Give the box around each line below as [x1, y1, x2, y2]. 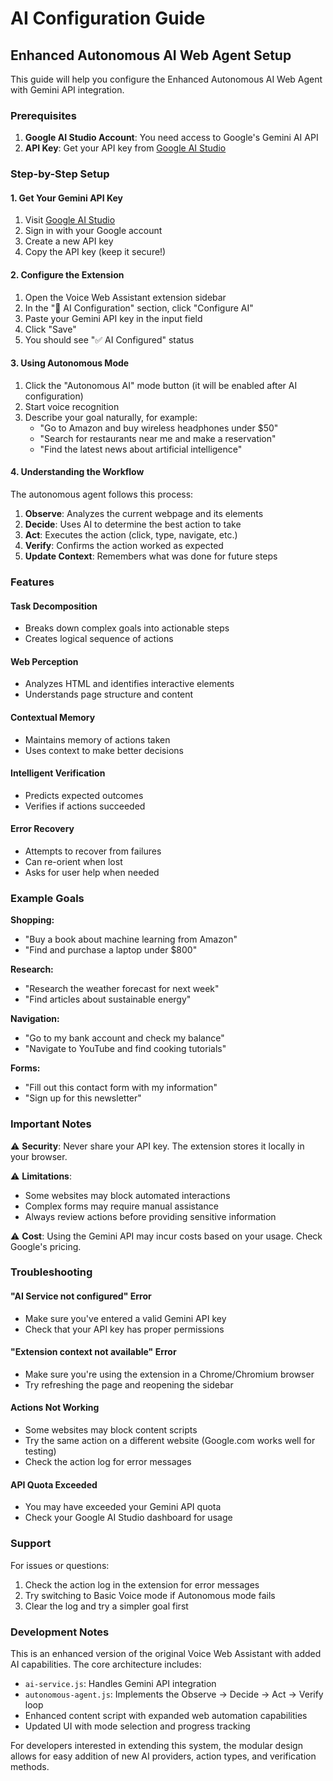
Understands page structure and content [24, 688, 194, 701]
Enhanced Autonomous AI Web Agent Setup [10, 47, 292, 64]
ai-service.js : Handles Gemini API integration [24, 1677, 217, 1689]
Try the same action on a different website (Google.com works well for [24, 1435, 316, 1447]
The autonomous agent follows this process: [10, 488, 194, 501]
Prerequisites [10, 108, 77, 122]
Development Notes [10, 1625, 110, 1639]
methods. [10, 1760, 50, 1772]
